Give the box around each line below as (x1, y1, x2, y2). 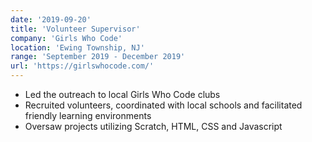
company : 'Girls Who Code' (10, 33, 123, 43)
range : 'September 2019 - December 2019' (10, 52, 186, 62)
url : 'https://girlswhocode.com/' (10, 61, 155, 71)
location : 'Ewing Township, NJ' (10, 42, 145, 53)
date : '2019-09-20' (10, 14, 92, 25)
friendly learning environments (24, 110, 152, 121)
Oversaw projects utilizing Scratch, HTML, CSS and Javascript (24, 121, 283, 132)
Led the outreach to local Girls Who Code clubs (24, 89, 221, 100)
